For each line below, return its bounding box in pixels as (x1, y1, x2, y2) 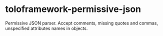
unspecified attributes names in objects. (5, 25, 88, 31)
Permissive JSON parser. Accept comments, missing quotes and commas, (5, 20, 158, 26)
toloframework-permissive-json (5, 3, 141, 15)
